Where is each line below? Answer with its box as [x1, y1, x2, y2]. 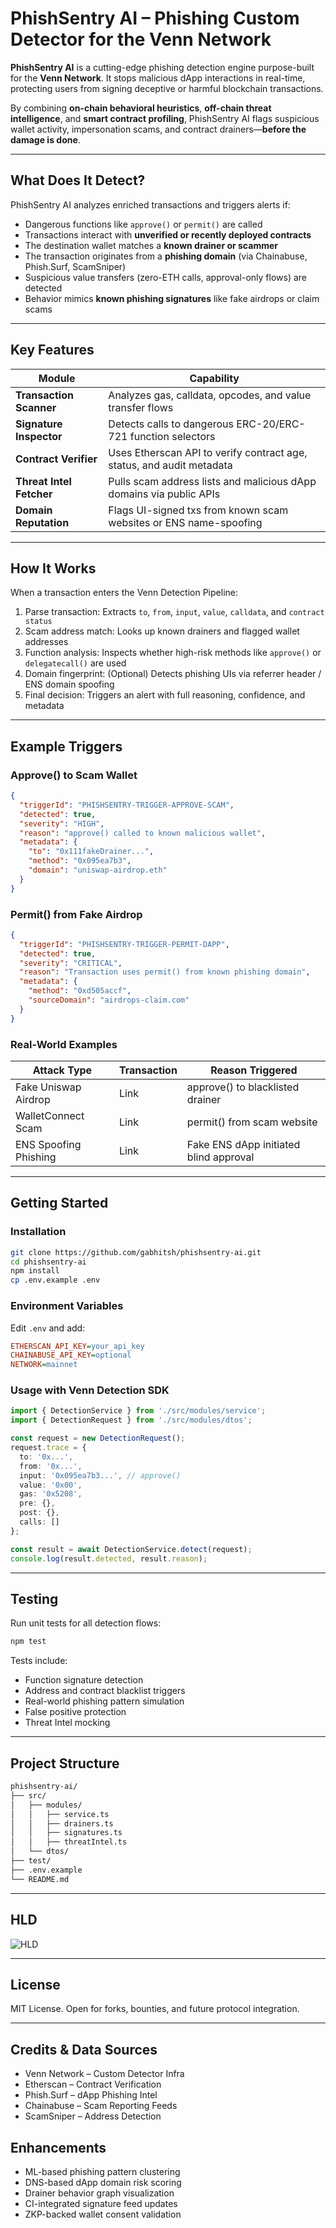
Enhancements [10, 2139, 107, 2156]
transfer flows [108, 400, 174, 414]
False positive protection [24, 1706, 127, 1718]
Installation [10, 1225, 67, 1239]
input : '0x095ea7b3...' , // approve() [19, 1470, 182, 1481]
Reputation [15, 515, 70, 529]
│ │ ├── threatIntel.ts [10, 1837, 128, 1847]
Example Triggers [10, 738, 123, 755]
